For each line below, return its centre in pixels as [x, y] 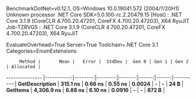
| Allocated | [24, 67]
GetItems [18, 90]
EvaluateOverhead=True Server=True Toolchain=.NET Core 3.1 [82, 45]
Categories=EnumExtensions [41, 51]
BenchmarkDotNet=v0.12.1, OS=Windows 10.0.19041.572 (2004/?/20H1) [93, 8]
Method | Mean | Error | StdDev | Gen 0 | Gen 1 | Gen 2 [104, 62]
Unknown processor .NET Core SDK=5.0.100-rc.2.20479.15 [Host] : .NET [94, 15]
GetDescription [37, 84]
